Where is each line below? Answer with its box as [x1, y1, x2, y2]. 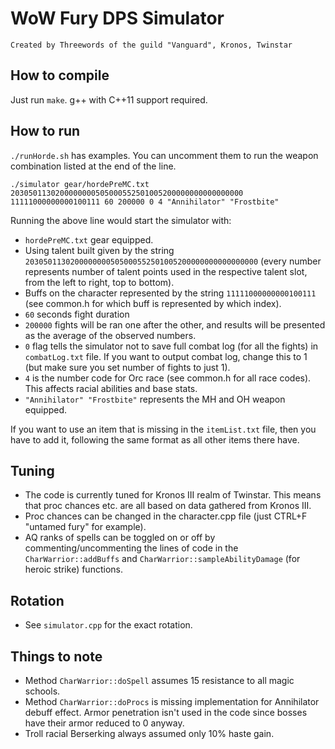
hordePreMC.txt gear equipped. [24, 233, 154, 246]
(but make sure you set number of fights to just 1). [24, 361, 231, 373]
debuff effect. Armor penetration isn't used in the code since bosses [24, 707, 308, 718]
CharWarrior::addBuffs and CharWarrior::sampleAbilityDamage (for [24, 553, 301, 565]
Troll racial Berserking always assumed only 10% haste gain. [24, 728, 275, 739]
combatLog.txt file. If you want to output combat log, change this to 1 [24, 350, 308, 362]
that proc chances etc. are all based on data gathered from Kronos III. [24, 500, 312, 512]
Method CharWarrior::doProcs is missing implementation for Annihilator [24, 696, 320, 707]
